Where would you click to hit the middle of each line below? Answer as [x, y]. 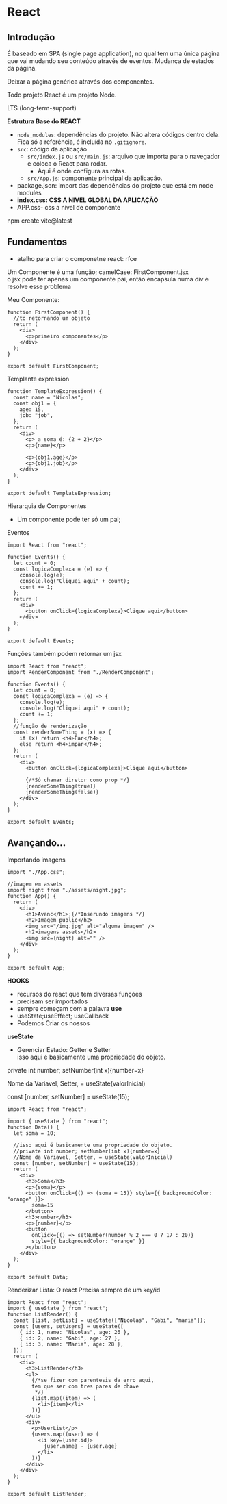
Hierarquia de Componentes [47, 506]
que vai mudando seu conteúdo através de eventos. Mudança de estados [111, 61]
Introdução [31, 37]
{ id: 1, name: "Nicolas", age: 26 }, [75, 1332]
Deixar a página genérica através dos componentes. [81, 82]
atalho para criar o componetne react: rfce [77, 258]
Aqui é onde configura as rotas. [82, 171]
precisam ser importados [52, 1001]
